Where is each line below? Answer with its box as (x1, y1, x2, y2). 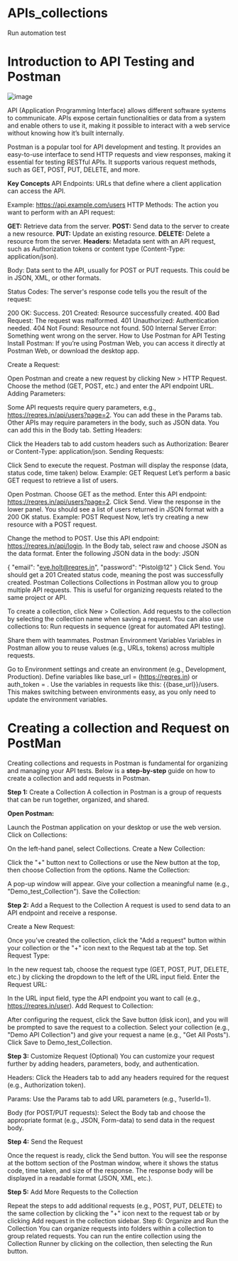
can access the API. (7, 187, 66, 195)
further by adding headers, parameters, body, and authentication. (7, 1059, 200, 1068)
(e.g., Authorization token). (7, 1081, 86, 1089)
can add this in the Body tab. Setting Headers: (7, 425, 142, 434)
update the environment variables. (7, 695, 108, 703)
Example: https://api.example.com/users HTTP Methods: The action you (7, 200, 219, 209)
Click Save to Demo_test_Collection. (7, 1038, 112, 1047)
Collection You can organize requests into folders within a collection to (7, 1224, 215, 1233)
